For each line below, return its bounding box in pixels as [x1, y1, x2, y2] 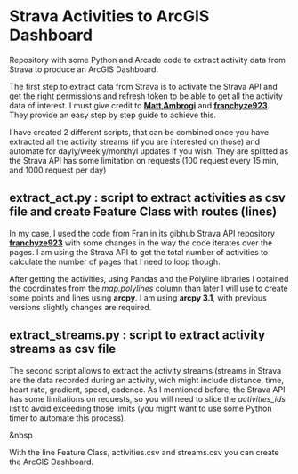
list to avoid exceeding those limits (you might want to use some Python [9, 403, 272, 414]
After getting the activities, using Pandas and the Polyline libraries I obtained [9, 273, 289, 284]
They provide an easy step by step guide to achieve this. [9, 109, 216, 120]
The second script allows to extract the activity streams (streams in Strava [9, 365, 282, 375]
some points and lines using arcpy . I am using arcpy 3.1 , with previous [9, 292, 267, 303]
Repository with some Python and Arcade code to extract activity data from [9, 54, 286, 65]
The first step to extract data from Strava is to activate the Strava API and [9, 81, 278, 92]
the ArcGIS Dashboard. [9, 456, 94, 467]
